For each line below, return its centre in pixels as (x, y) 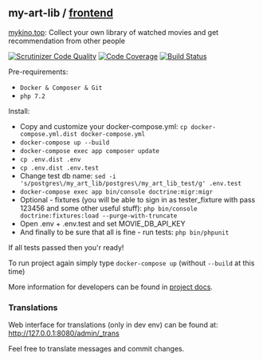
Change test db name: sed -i (68, 175)
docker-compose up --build (65, 143)
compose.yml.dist (49, 134)
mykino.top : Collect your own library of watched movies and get (114, 32)
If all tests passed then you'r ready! (66, 247)
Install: (19, 111)
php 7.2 (32, 96)
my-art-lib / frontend (61, 13)
